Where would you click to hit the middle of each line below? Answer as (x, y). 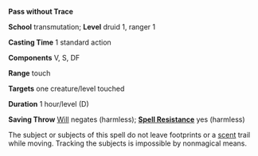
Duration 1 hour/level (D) (49, 104)
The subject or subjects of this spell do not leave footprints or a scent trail (129, 135)
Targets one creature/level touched (66, 88)
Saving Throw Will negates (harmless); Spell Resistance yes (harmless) (127, 119)
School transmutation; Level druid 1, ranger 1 (82, 27)
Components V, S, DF (44, 58)
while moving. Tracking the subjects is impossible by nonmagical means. (128, 143)
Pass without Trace (41, 12)
